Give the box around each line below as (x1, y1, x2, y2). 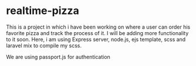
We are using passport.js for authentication (6, 53, 110, 60)
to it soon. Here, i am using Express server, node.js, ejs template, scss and (6, 36, 186, 43)
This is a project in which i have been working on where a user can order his (6, 23, 191, 30)
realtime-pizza (6, 4, 79, 18)
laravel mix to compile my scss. (6, 42, 82, 49)
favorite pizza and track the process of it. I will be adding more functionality (6, 29, 189, 36)
